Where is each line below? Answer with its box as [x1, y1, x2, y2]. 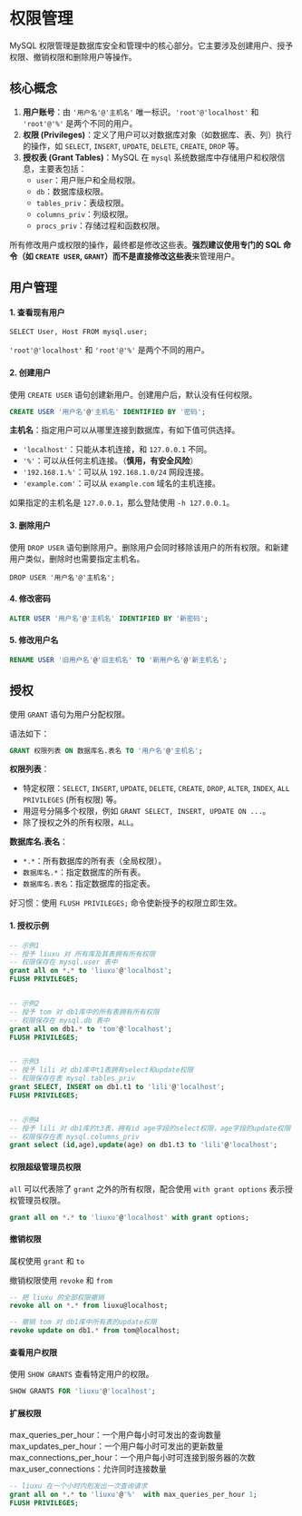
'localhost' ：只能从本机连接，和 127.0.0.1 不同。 [22, 444, 212, 455]
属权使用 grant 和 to [9, 1255, 84, 1266]
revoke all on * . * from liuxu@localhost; [9, 1301, 169, 1311]
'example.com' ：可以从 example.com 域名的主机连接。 [22, 478, 220, 489]
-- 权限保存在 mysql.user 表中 [9, 957, 118, 967]
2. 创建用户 [9, 367, 52, 378]
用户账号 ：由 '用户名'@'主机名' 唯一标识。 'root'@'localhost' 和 [22, 106, 259, 117]
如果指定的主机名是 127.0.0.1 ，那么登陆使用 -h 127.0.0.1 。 [9, 497, 235, 509]
